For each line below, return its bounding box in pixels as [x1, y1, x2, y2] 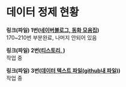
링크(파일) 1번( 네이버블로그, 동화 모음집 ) [6, 26, 100, 34]
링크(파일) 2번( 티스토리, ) [6, 46, 65, 54]
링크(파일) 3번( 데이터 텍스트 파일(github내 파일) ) [6, 67, 121, 74]
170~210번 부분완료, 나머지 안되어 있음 [6, 34, 97, 41]
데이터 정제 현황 [6, 5, 79, 19]
